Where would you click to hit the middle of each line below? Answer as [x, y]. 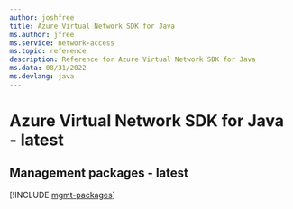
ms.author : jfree [42, 34]
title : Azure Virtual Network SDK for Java [92, 26]
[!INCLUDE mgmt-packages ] [62, 195]
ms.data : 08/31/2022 [48, 68]
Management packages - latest [99, 173]
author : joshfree [42, 18]
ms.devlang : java [42, 77]
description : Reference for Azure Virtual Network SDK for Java [133, 59]
